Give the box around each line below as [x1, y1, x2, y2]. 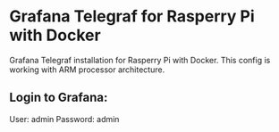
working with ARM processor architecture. [9, 64, 165, 75]
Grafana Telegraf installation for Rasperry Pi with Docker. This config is [9, 54, 271, 65]
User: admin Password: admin [9, 113, 120, 124]
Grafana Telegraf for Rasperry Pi [9, 6, 255, 27]
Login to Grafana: [9, 90, 108, 105]
